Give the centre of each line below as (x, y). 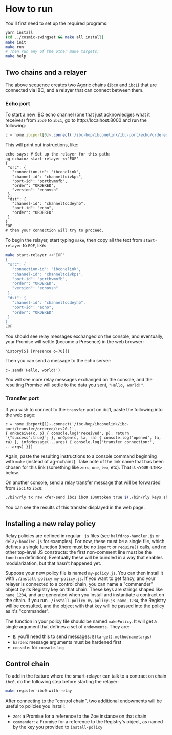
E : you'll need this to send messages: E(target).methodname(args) (82, 636)
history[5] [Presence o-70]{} (38, 351)
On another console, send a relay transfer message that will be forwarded (83, 482)
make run (15, 47)
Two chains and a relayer (46, 72)
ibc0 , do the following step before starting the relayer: (62, 681)
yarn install (19, 32)
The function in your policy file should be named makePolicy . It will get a (81, 621)
